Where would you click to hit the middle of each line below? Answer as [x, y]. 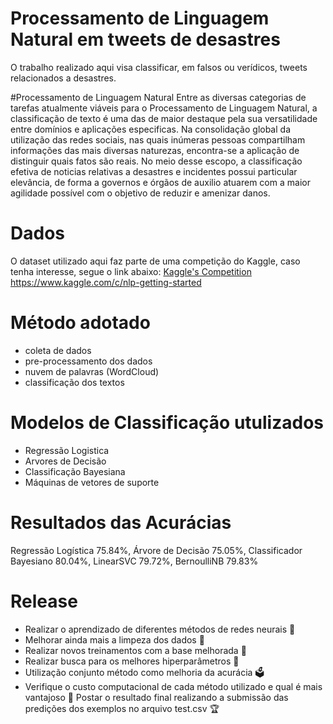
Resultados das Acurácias [121, 522]
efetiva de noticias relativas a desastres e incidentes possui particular [154, 171]
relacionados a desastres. [63, 78]
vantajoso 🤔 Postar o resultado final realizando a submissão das [156, 697]
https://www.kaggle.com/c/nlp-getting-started [106, 282]
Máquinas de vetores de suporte [92, 482]
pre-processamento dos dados [88, 361]
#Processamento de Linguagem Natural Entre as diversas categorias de [158, 97]
